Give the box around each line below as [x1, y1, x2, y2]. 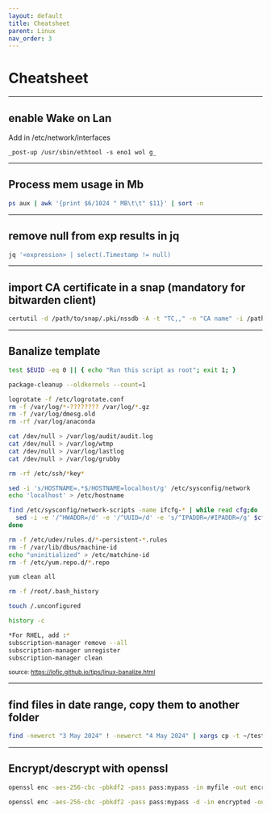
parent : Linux [8, 27, 56, 35]
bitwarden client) [8, 293, 97, 307]
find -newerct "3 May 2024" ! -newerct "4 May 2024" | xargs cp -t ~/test [8, 732, 265, 740]
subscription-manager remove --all [8, 639, 128, 647]
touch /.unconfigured [8, 602, 81, 610]
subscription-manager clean [8, 654, 103, 662]
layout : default [8, 11, 63, 20]
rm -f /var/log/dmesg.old [8, 410, 95, 419]
